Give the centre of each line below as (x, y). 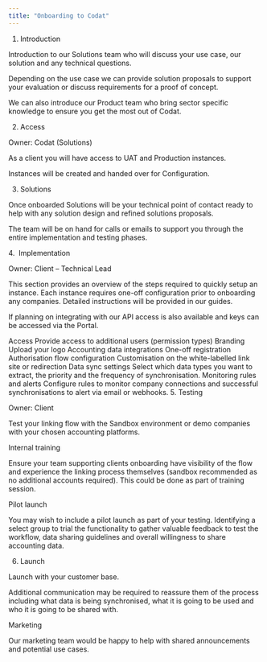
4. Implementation (39, 253)
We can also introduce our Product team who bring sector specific (119, 102)
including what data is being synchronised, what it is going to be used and (131, 601)
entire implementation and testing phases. (78, 237)
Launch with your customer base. (64, 577)
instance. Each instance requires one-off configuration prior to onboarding (132, 292)
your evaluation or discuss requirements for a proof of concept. (113, 87)
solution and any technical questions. (70, 63)
